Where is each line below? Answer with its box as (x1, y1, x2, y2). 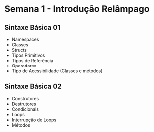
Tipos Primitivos (11, 52, 45, 58)
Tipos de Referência (11, 58, 53, 63)
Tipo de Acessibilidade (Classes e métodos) (11, 68, 103, 74)
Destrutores (11, 101, 37, 107)
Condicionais (11, 106, 39, 112)
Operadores (11, 63, 37, 68)
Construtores (11, 95, 39, 101)
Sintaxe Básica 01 (4, 23, 61, 32)
